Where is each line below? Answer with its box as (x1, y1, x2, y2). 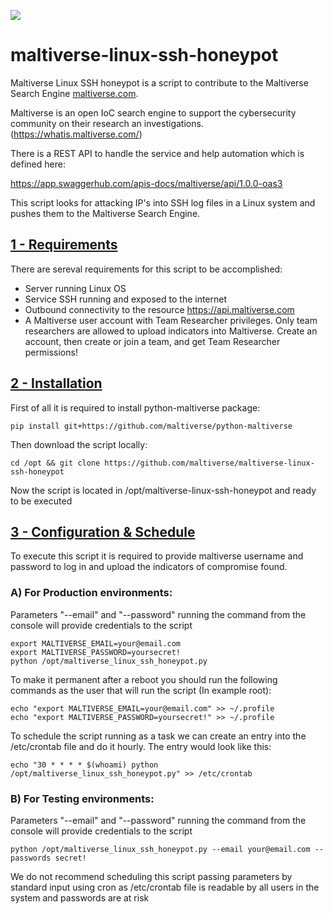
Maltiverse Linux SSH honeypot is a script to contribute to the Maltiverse (10, 76, 309, 89)
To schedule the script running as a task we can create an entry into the (10, 730, 307, 742)
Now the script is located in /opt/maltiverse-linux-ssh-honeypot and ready (10, 484, 317, 496)
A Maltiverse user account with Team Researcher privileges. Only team (24, 314, 318, 326)
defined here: (10, 158, 66, 170)
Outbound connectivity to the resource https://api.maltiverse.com (24, 303, 295, 315)
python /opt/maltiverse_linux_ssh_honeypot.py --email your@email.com (10, 844, 311, 854)
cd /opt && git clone (10, 458, 101, 468)
